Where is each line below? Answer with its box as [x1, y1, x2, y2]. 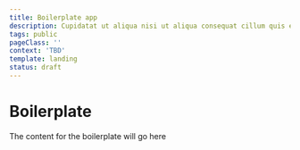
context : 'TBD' [9, 46, 66, 55]
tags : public [9, 29, 58, 38]
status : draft [9, 63, 62, 72]
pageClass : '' [9, 37, 62, 47]
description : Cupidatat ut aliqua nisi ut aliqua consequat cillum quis [9, 21, 286, 30]
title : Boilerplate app [9, 12, 98, 22]
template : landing [9, 54, 78, 63]
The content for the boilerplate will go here [9, 130, 167, 141]
